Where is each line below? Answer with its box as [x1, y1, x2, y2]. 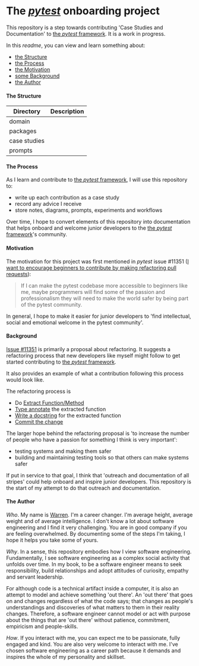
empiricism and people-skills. [6, 623, 78, 630]
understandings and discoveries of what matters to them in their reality [6, 604, 180, 611]
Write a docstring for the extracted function [14, 412, 122, 419]
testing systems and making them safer [14, 448, 112, 455]
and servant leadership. [6, 573, 64, 580]
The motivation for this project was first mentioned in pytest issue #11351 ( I [6, 258, 189, 265]
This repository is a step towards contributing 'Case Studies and [6, 24, 163, 31]
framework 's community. [6, 231, 67, 238]
